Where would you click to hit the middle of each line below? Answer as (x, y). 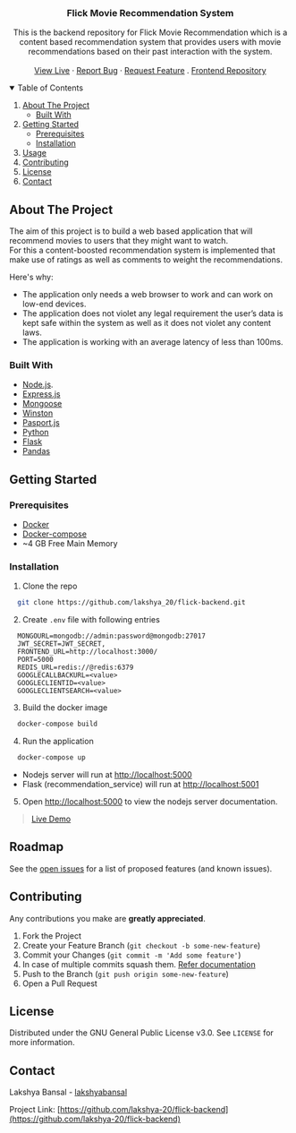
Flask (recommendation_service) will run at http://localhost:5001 (140, 785)
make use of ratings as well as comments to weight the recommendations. (146, 260)
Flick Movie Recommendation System (150, 13)
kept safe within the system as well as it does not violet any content (146, 323)
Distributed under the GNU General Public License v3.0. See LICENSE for (142, 1033)
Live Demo (51, 819)
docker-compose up (52, 758)
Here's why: (31, 277)
